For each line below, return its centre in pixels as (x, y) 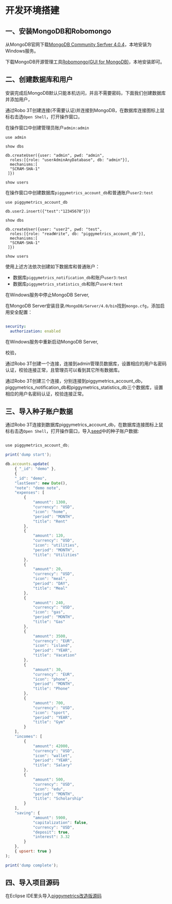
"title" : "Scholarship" (58, 799)
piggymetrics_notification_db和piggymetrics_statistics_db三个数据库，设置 (84, 387)
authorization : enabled (35, 331)
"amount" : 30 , (48, 670)
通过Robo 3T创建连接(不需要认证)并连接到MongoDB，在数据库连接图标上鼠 (85, 110)
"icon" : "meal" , (50, 579)
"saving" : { (27, 813)
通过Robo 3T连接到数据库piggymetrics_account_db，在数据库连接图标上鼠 (84, 425)
